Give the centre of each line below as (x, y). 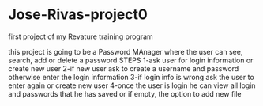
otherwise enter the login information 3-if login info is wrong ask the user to (131, 77)
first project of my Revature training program (81, 36)
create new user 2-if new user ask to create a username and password (124, 68)
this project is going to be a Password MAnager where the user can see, (126, 51)
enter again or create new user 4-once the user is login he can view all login (132, 85)
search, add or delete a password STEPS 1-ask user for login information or (131, 60)
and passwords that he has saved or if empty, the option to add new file (125, 93)
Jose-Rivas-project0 (78, 15)
